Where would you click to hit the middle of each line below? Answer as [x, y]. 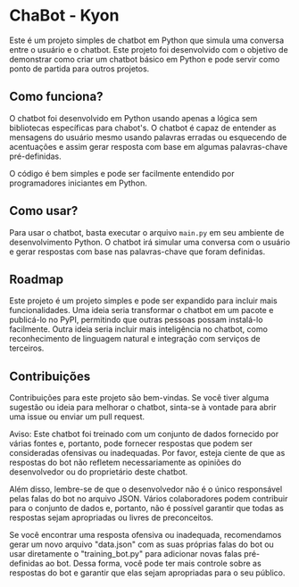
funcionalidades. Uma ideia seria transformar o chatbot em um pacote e [141, 310]
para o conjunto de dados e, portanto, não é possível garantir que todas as [146, 508]
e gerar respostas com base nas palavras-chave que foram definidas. [137, 252]
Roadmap [37, 279]
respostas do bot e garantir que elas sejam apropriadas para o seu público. [147, 573]
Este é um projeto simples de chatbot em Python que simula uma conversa [147, 40]
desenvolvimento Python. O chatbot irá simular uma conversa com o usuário [150, 242]
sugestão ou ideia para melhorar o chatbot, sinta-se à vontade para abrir [143, 408]
